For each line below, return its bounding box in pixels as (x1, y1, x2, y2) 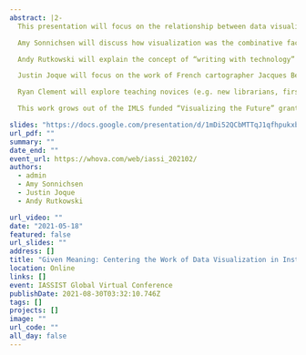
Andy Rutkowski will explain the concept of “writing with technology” (17, 55, 296, 64)
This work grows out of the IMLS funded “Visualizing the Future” (17, 104, 275, 114)
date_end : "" (9, 146, 59, 155)
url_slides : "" (9, 238, 67, 248)
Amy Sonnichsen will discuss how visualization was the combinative (17, 38, 283, 47)
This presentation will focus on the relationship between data (17, 22, 267, 31)
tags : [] (9, 298, 43, 307)
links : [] (9, 272, 47, 281)
